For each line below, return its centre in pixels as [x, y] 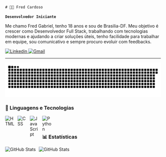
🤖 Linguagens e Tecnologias [40, 108]
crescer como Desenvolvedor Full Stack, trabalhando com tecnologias [77, 31]
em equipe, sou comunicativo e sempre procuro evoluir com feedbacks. [78, 42]
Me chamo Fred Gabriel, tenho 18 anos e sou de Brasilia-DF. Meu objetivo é [82, 26]
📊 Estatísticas [60, 137]
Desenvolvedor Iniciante [31, 17]
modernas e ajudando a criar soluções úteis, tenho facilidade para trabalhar [82, 36]
